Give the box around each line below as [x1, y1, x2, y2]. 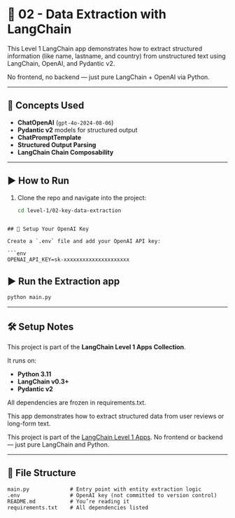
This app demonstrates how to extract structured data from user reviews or [7, 412, 225, 420]
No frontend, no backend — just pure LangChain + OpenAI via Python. [7, 73, 210, 81]
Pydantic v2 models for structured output [17, 125, 138, 134]
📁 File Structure [7, 467, 76, 479]
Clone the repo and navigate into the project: [17, 193, 147, 202]
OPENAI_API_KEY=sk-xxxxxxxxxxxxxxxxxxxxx [7, 256, 130, 263]
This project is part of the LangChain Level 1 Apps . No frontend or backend [7, 433, 223, 441]
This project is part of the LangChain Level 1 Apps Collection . [7, 342, 187, 351]
